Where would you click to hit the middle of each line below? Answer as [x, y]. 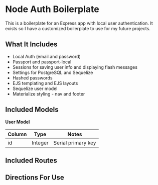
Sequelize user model [35, 88]
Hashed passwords [32, 78]
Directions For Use [35, 178]
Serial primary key [75, 143]
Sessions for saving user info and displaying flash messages [75, 67]
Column [17, 134]
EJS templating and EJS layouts [45, 83]
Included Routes [31, 160]
